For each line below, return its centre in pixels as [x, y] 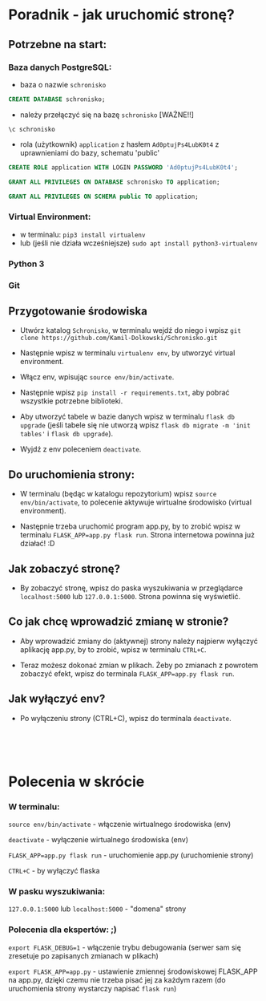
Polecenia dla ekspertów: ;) [63, 930]
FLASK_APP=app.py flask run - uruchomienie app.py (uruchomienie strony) [131, 855]
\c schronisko [32, 129]
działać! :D [37, 544]
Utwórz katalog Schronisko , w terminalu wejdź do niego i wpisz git [131, 330]
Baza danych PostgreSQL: [60, 67]
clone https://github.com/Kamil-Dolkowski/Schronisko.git [119, 338]
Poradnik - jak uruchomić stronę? [121, 15]
